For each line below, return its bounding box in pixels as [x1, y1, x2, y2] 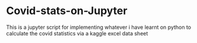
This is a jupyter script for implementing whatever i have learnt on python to [6, 24, 192, 31]
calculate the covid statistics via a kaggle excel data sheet [6, 29, 148, 37]
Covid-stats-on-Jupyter [6, 4, 128, 18]
